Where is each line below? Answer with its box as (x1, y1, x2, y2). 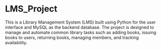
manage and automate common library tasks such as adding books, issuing (5, 29, 157, 35)
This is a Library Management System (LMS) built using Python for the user (5, 19, 156, 25)
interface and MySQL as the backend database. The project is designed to (5, 24, 154, 30)
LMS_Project (5, 3, 57, 14)
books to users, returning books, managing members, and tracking (5, 35, 139, 40)
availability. (5, 39, 28, 45)
